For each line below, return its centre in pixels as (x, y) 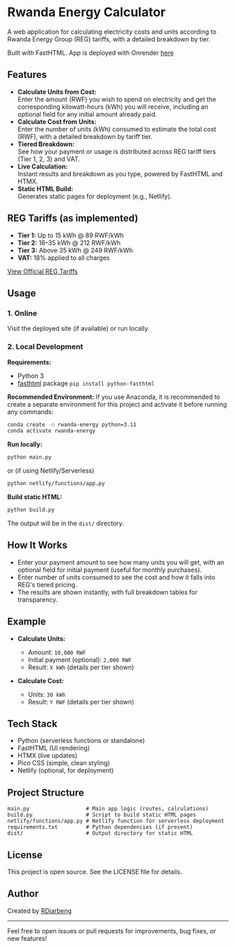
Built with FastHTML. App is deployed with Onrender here (91, 53)
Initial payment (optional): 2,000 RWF (80, 659)
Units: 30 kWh (47, 694)
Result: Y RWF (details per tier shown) (81, 702)
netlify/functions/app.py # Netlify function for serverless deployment (116, 821)
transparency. (38, 599)
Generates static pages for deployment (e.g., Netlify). (94, 196)
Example (27, 622)
